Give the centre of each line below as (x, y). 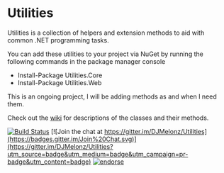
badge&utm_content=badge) (49, 162)
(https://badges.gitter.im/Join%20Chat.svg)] (72, 139)
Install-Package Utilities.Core (60, 75)
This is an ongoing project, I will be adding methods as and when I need (112, 96)
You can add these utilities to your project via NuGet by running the (105, 54)
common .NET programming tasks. (58, 40)
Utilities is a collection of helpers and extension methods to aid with (106, 33)
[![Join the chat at (77, 131)
